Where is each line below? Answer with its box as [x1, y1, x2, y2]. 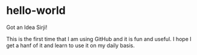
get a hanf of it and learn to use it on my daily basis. [6, 42, 135, 49]
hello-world [6, 4, 66, 18]
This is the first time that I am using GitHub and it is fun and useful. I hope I [6, 35, 192, 42]
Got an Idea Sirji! [6, 24, 48, 31]
